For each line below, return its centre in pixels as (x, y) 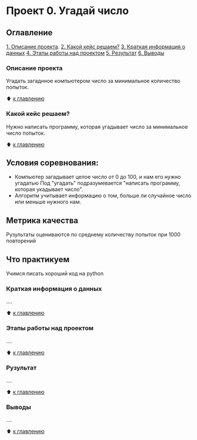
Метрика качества (42, 220)
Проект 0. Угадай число (68, 11)
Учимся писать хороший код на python (55, 274)
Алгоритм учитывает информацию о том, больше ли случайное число (103, 196)
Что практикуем (38, 259)
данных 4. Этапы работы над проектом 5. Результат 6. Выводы (85, 53)
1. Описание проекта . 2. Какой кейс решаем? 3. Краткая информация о (96, 46)
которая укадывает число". (49, 189)
